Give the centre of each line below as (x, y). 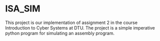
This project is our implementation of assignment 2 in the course (72, 22)
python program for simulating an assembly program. (60, 33)
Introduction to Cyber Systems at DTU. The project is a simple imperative (80, 27)
